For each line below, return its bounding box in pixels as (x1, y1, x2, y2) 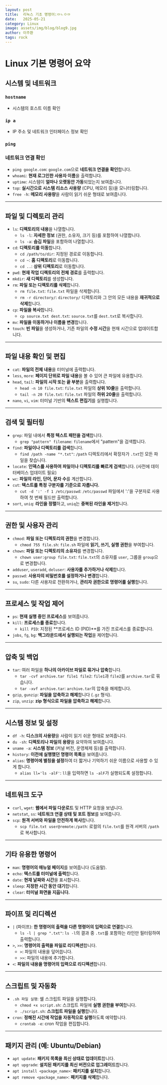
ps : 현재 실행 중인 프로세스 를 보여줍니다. (12, 613, 89, 619)
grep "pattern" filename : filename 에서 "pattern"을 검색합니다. (19, 438, 147, 444)
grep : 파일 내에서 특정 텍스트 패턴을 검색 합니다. (12, 432, 103, 438)
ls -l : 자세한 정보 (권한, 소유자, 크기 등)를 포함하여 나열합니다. (19, 232, 141, 239)
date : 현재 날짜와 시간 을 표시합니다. (12, 877, 81, 883)
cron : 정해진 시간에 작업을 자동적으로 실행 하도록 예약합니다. (12, 1014, 127, 1020)
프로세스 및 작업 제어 (5, 599, 64, 608)
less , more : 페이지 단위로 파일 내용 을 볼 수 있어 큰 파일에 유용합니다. (12, 372, 143, 378)
